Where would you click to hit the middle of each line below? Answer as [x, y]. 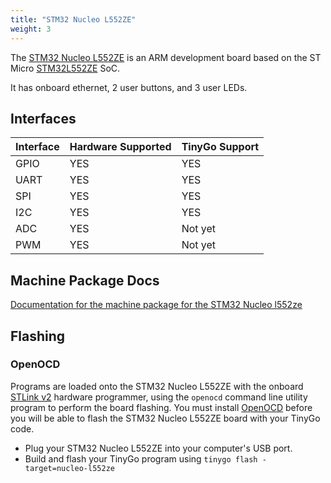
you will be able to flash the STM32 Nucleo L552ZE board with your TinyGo [165, 418]
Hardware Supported [120, 147]
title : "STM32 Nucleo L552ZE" [73, 19]
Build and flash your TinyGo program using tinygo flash [141, 458]
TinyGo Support [220, 147]
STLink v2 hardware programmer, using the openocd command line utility [159, 397]
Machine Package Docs [85, 280]
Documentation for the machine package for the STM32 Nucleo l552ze [156, 305]
